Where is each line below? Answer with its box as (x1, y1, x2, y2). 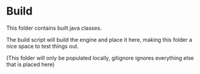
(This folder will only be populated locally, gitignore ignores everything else (6, 54, 194, 61)
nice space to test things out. (6, 42, 79, 50)
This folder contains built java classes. (6, 24, 102, 32)
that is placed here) (6, 61, 55, 68)
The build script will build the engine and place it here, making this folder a (6, 36, 193, 43)
